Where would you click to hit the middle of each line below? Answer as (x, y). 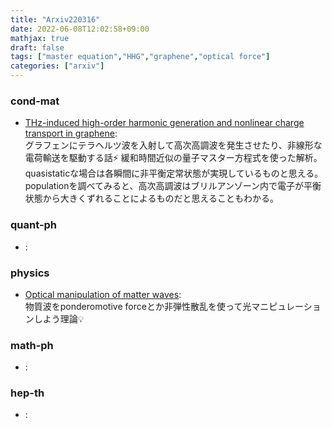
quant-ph (34, 225)
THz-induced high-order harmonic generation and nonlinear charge (164, 123)
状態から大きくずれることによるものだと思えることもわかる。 (151, 198)
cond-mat (35, 101)
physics (30, 273)
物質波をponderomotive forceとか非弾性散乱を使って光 (138, 306)
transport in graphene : (71, 133)
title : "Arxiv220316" (55, 19)
